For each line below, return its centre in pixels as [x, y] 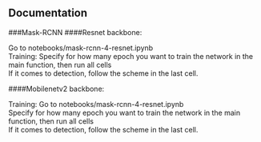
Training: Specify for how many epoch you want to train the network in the [131, 56]
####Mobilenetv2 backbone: [56, 89]
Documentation [48, 13]
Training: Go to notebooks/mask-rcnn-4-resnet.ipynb [96, 104]
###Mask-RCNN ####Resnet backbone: [75, 32]
